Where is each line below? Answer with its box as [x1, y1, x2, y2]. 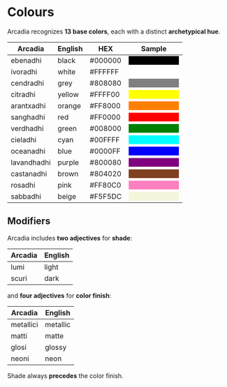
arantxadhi [10, 100, 46, 110]
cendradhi [10, 78, 44, 88]
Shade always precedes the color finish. [7, 371, 124, 380]
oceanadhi [10, 146, 45, 155]
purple [57, 158, 79, 167]
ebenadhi [10, 55, 42, 65]
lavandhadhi [10, 158, 51, 167]
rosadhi [10, 180, 36, 190]
